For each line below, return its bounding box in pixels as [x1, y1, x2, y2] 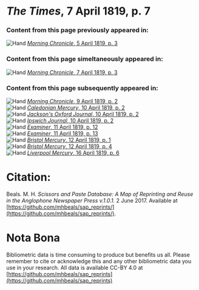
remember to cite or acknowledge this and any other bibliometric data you [6, 257, 192, 265]
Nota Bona [6, 231, 61, 245]
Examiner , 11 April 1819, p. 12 [27, 123, 98, 131]
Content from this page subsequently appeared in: [6, 84, 159, 92]
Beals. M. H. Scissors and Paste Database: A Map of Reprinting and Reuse [6, 191, 194, 198]
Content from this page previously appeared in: [6, 26, 149, 35]
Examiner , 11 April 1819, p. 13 [27, 130, 98, 137]
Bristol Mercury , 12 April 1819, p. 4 [27, 143, 112, 150]
